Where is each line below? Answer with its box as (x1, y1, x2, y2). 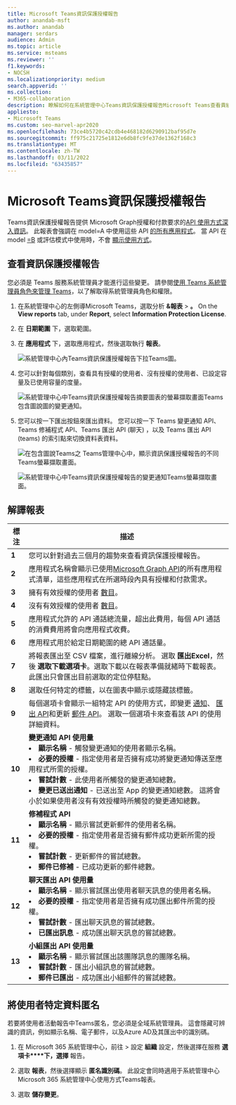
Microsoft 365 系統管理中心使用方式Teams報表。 (17, 1075, 159, 1084)
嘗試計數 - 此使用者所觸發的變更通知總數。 (38, 775, 181, 785)
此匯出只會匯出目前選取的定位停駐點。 (28, 672, 156, 682)
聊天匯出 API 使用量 (28, 875, 93, 885)
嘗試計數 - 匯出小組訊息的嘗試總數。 (38, 962, 159, 972)
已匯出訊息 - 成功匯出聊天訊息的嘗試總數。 (38, 928, 181, 938)
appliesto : (7, 108, 39, 115)
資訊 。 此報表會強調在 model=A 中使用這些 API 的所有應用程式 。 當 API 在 (13, 226, 227, 235)
